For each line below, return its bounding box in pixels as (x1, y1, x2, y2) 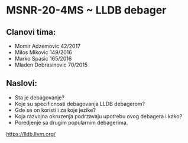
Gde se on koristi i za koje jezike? (14, 107, 96, 114)
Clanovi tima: (6, 27, 56, 37)
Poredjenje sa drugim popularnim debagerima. (14, 119, 128, 126)
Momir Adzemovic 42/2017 (14, 42, 81, 49)
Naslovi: (6, 78, 37, 88)
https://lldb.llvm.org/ (6, 130, 56, 137)
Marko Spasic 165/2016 (14, 55, 72, 62)
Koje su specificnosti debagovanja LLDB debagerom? (14, 100, 145, 107)
